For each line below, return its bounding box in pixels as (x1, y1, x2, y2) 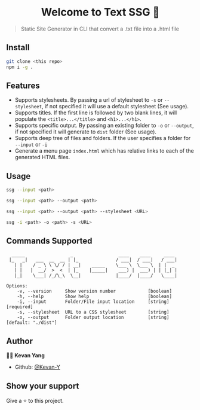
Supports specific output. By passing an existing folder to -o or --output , (14, 122, 194, 129)
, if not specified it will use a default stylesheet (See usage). (41, 103, 189, 110)
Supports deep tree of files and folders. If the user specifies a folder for (14, 135, 191, 142)
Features (6, 80, 40, 90)
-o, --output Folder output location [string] (17, 314, 170, 321)
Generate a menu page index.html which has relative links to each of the (14, 147, 194, 154)
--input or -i (14, 141, 48, 148)
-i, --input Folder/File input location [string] (17, 299, 170, 305)
